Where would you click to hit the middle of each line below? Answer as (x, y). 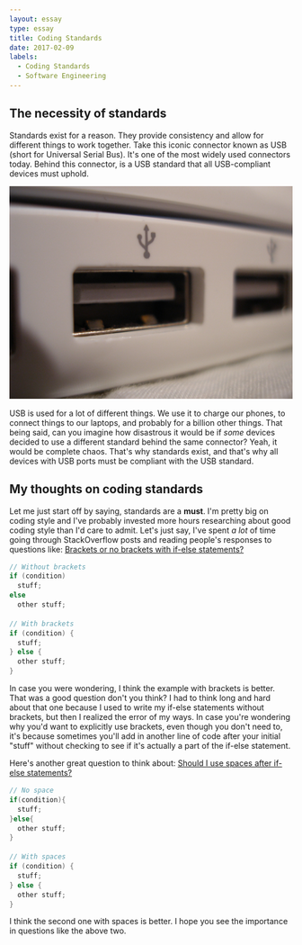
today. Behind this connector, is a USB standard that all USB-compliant (140, 164)
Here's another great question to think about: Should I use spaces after (141, 763)
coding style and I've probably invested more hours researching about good (150, 520)
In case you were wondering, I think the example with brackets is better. (142, 688)
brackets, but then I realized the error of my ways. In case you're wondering (150, 717)
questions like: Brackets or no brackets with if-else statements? (127, 549)
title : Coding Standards (56, 38)
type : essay (31, 28)
